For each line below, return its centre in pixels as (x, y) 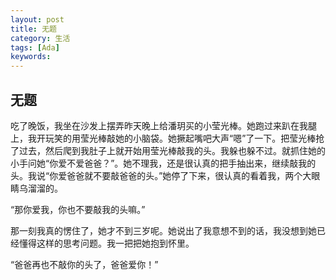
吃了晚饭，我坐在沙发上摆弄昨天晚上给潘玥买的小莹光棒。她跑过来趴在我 (159, 125)
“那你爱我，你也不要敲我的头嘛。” (78, 209)
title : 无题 (33, 29)
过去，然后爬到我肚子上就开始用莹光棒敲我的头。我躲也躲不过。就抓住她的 (172, 150)
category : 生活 (40, 38)
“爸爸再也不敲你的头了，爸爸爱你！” (84, 264)
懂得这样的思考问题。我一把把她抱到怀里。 (106, 243)
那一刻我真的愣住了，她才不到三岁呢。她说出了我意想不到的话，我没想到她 (163, 230)
